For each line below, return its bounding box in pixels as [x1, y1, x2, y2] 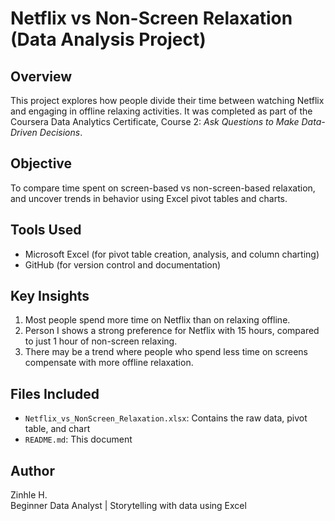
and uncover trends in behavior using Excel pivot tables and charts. [10, 192, 288, 204]
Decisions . [39, 127, 83, 138]
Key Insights [10, 288, 90, 305]
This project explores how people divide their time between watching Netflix [10, 95, 325, 106]
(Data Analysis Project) [10, 28, 207, 51]
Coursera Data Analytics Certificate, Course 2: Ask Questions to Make [10, 116, 300, 127]
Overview [10, 68, 73, 85]
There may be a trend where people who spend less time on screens [24, 346, 308, 358]
